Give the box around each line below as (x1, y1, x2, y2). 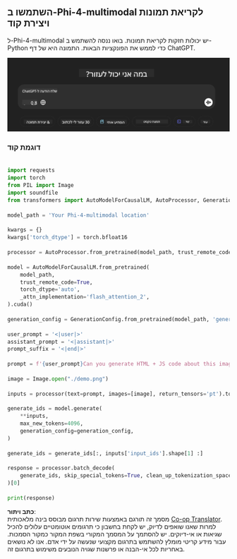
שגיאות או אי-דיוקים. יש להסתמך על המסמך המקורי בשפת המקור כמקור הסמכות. (7, 529, 222, 538)
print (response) (7, 494, 55, 501)
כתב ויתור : (7, 507, 37, 515)
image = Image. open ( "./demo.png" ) (7, 375, 109, 383)
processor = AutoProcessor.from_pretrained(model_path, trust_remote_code (7, 249, 232, 256)
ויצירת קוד (7, 18, 50, 30)
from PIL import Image (7, 182, 74, 189)
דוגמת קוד (7, 143, 41, 152)
